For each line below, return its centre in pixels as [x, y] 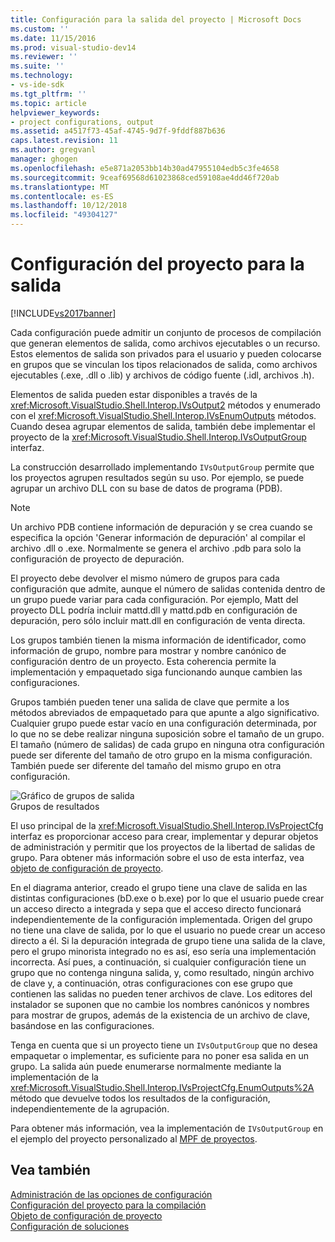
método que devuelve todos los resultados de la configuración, [140, 1098]
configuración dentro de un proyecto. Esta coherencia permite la [143, 661]
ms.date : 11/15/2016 [53, 38]
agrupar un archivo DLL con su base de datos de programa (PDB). [146, 488]
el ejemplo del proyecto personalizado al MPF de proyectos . [134, 1138]
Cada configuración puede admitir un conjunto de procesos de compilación [166, 332]
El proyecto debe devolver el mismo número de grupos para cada [145, 578]
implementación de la [54, 1077]
